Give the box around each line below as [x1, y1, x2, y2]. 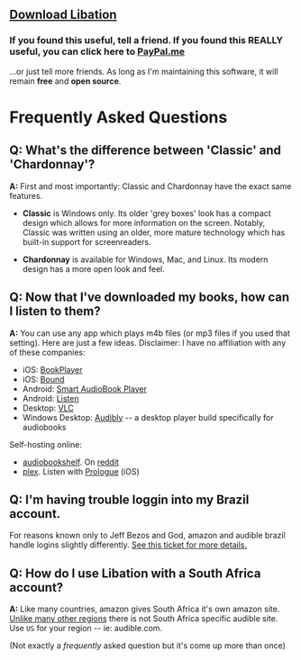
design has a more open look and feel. [22, 263, 165, 274]
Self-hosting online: [9, 438, 83, 449]
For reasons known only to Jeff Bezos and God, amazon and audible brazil [9, 530, 286, 541]
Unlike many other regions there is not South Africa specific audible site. [9, 613, 278, 624]
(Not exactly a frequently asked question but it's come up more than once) [9, 640, 287, 651]
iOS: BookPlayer [22, 364, 83, 375]
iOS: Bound [22, 374, 65, 384]
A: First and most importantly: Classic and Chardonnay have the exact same [9, 180, 292, 192]
